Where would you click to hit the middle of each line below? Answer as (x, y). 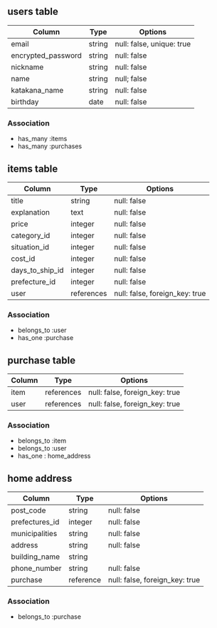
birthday (25, 101)
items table (33, 169)
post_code (28, 510)
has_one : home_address (54, 456)
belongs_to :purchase (49, 617)
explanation (30, 212)
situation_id (30, 247)
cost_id (23, 258)
